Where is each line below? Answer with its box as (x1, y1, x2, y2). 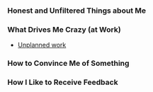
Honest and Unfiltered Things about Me (7, 6, 147, 16)
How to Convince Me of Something (7, 59, 130, 69)
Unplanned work (17, 41, 67, 50)
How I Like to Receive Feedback (7, 77, 118, 87)
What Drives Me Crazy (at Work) (7, 24, 122, 34)
